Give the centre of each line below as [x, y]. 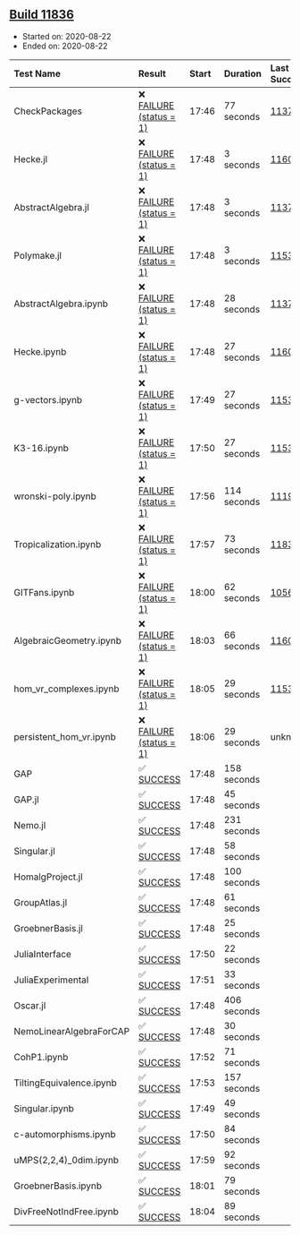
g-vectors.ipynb [48, 399]
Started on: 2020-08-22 [67, 36]
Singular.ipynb [44, 1108]
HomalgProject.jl [48, 877]
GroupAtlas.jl [41, 902]
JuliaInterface [42, 954]
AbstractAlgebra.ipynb [61, 304]
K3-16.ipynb [42, 448]
